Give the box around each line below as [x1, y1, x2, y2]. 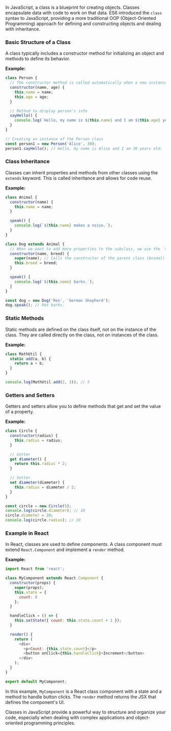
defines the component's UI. [5, 699, 65, 705]
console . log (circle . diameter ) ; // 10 [5, 508, 85, 513]
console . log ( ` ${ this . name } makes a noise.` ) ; [14, 223, 113, 228]
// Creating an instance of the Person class [5, 136, 103, 142]
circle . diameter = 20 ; [5, 513, 53, 518]
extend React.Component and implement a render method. [5, 546, 125, 553]
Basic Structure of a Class [5, 38, 71, 45]
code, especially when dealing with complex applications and [5, 714, 134, 720]
